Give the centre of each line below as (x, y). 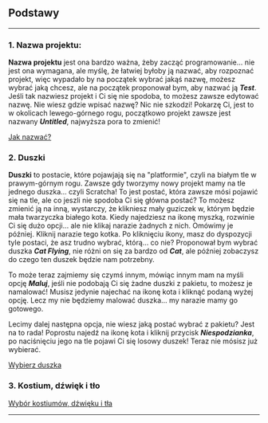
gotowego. (26, 309)
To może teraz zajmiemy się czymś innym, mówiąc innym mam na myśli (126, 275)
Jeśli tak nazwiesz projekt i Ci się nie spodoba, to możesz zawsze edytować (134, 96)
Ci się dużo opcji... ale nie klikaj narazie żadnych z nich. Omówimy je (121, 225)
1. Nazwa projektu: (45, 45)
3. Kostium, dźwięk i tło (54, 386)
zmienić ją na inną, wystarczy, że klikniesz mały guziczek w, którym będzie (132, 209)
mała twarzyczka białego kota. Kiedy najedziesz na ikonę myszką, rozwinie (132, 217)
